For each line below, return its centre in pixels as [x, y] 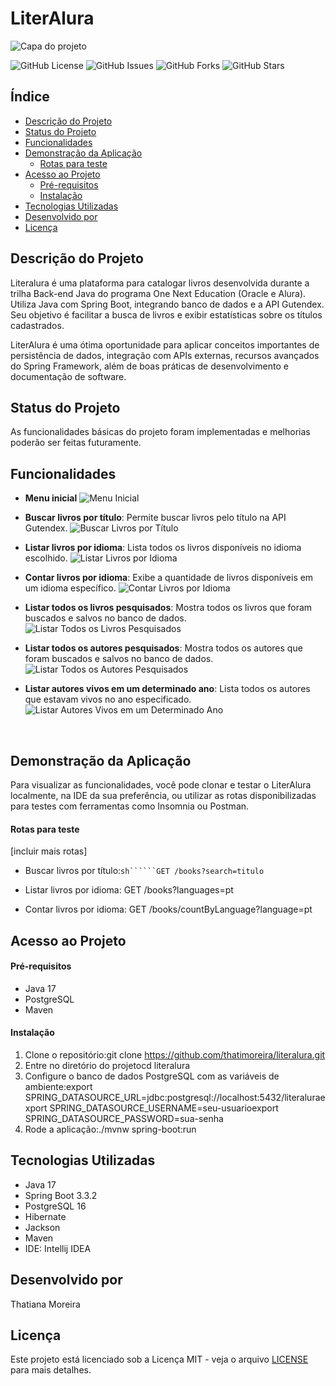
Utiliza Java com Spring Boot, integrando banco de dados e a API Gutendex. [167, 304]
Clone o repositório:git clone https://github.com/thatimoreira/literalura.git [175, 1055]
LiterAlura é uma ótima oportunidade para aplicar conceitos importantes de [165, 344]
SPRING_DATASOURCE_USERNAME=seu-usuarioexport [164, 1108]
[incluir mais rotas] [49, 851]
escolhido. [46, 558]
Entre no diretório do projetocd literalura [107, 1065]
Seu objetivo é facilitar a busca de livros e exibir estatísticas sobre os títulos [166, 314]
